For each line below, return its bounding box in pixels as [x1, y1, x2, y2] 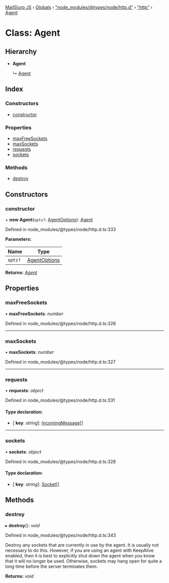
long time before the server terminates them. [5, 563, 98, 569]
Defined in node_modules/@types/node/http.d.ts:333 [5, 226, 116, 232]
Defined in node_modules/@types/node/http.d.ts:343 [5, 532, 116, 538]
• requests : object [5, 388, 44, 394]
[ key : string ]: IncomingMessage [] [12, 420, 83, 426]
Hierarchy [5, 47, 37, 56]
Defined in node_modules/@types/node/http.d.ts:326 [5, 320, 116, 326]
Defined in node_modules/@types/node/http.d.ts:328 [5, 458, 116, 465]
